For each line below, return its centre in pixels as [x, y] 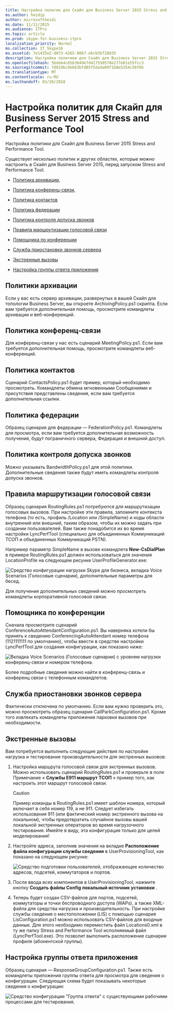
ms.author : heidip [25, 15]
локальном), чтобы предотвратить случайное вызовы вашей [80, 819]
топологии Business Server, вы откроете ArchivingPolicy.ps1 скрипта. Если [86, 304]
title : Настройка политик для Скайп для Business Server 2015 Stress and [86, 10]
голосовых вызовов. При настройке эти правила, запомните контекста [84, 512]
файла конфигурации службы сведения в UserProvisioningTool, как [88, 851]
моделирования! [31, 836]
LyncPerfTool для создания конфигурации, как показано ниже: [74, 647]
